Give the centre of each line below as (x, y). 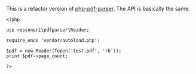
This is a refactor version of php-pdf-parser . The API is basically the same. (98, 9)
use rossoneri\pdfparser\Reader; (48, 30)
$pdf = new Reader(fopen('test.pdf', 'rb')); (64, 51)
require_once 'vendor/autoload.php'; (53, 41)
